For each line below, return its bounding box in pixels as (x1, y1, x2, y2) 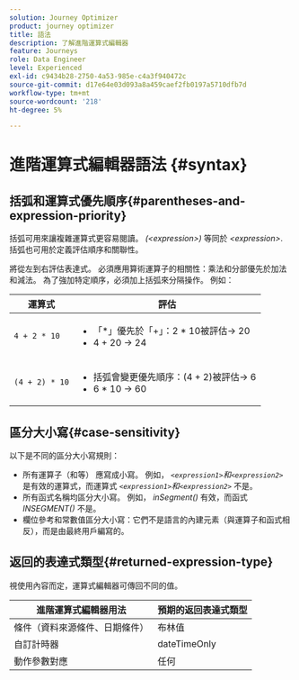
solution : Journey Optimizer (9, 13, 119, 23)
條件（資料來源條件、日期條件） (13, 621, 150, 633)
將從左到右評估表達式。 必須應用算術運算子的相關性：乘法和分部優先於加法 (9, 263, 287, 275)
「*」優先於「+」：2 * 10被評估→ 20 (92, 325, 251, 338)
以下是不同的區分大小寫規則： (9, 450, 119, 461)
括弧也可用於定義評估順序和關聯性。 (9, 244, 144, 255)
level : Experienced (9, 64, 83, 73)
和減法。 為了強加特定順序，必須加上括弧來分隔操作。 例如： (9, 275, 234, 286)
